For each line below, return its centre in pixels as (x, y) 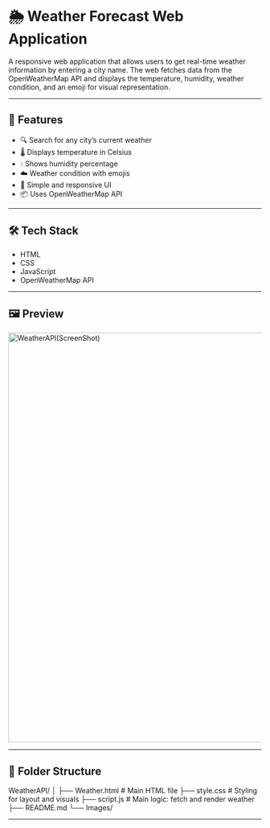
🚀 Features (36, 120)
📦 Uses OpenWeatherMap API (71, 193)
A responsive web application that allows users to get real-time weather (127, 61)
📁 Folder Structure (55, 771)
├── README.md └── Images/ (61, 808)
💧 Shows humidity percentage (69, 164)
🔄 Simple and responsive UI (65, 185)
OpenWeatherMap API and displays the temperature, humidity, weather (126, 78)
